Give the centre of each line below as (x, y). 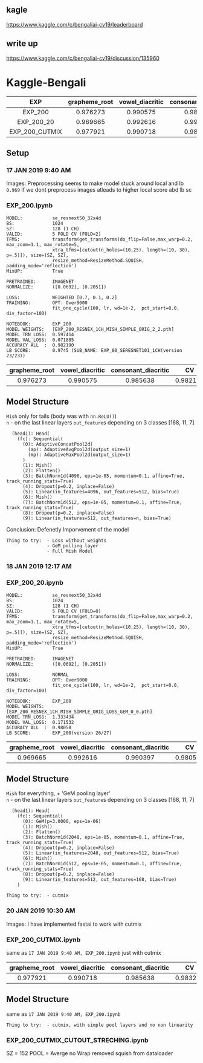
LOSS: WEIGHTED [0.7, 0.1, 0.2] (62, 297)
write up (22, 44)
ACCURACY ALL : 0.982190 (40, 345)
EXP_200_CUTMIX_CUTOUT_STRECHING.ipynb (78, 1040)
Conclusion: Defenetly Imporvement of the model (68, 530)
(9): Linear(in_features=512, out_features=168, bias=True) (99, 880)
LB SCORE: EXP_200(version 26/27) (59, 733)
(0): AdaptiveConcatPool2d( (58, 444)
